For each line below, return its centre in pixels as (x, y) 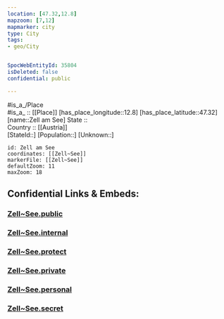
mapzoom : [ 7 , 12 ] (31, 20)
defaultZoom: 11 (31, 166)
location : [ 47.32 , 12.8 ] (42, 14)
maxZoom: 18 (25, 172)
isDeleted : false (33, 72)
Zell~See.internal (38, 232)
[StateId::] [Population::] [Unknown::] (61, 135)
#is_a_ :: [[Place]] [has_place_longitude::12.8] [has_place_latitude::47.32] (112, 112)
